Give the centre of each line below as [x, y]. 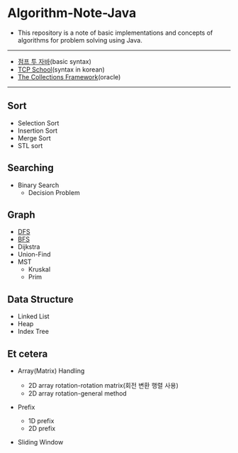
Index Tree [33, 332]
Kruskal [39, 269]
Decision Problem [54, 192]
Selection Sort [38, 123]
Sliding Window [40, 442]
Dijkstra [29, 247]
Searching [31, 168]
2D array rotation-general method [78, 393]
